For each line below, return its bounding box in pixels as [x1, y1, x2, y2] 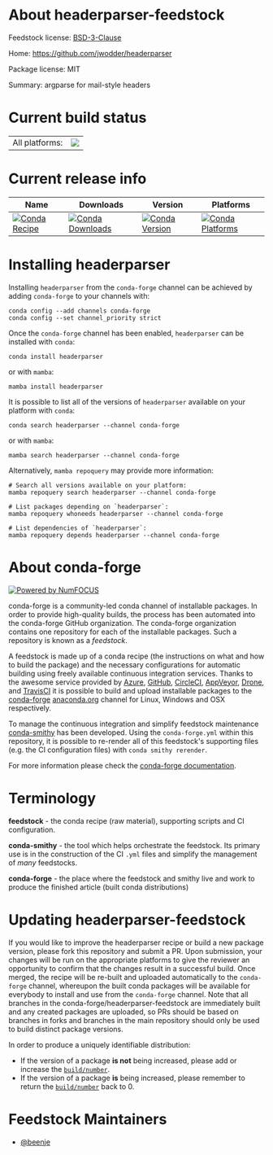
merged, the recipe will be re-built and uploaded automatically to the [8, 972, 238, 982]
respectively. [8, 702, 51, 713]
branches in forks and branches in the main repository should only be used [8, 1015, 260, 1025]
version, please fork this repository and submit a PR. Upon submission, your [8, 946, 262, 956]
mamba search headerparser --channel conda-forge [8, 451, 180, 459]
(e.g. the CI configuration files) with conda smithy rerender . [8, 745, 207, 755]
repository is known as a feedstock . [8, 635, 128, 645]
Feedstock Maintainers [8, 1109, 167, 1128]
